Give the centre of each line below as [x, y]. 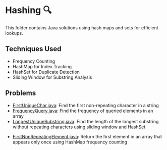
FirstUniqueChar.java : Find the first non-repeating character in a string [86, 105]
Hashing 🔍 [29, 10]
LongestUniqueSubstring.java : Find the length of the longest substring [86, 121]
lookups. [14, 33]
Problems [21, 93]
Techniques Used [33, 49]
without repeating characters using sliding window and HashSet [79, 127]
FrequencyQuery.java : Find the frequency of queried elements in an [83, 111]
